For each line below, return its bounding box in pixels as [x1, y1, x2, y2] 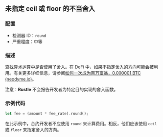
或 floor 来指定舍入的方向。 [5, 127, 62, 133]
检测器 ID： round [12, 32, 47, 38]
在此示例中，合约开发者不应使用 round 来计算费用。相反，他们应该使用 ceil [5, 121, 158, 127]
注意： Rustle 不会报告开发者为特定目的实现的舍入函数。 [5, 86, 118, 92]
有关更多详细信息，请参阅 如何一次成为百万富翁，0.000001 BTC [13, 70, 141, 76]
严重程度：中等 [12, 39, 43, 44]
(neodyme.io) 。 [5, 76, 37, 82]
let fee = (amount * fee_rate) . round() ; [5, 111, 89, 116]
